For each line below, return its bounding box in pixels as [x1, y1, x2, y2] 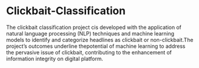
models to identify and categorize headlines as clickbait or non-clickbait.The [6, 36, 194, 43]
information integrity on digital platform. [6, 55, 103, 62]
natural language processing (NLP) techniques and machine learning [6, 30, 175, 37]
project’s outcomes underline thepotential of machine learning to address [6, 43, 186, 50]
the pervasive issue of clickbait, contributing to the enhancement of [6, 48, 172, 56]
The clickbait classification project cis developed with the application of [6, 24, 182, 31]
